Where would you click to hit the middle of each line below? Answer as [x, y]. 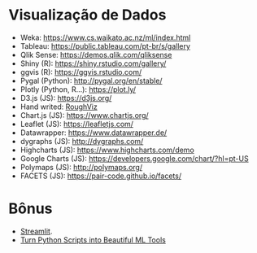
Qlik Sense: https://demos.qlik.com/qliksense [96, 55]
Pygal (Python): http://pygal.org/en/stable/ [91, 81]
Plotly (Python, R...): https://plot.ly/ [78, 89]
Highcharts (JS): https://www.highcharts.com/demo [107, 150]
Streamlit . [36, 231]
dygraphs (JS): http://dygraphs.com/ [82, 141]
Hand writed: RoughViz [59, 107]
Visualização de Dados [87, 15]
